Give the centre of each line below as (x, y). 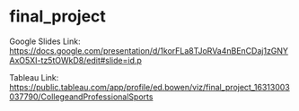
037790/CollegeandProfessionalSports (81, 97)
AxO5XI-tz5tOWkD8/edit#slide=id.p (75, 60)
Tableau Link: (34, 77)
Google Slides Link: (45, 41)
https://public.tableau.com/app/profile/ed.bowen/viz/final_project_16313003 (149, 87)
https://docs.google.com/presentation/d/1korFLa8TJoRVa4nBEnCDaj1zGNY (149, 50)
